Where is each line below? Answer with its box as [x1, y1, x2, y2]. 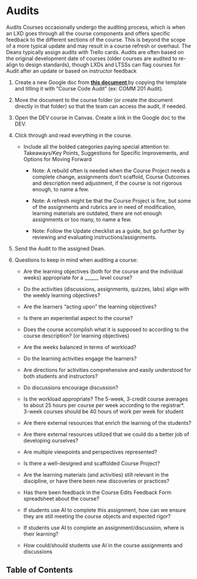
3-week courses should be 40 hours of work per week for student [23, 408, 184, 415]
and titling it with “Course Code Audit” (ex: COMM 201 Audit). [14, 85, 163, 92]
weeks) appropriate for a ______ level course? [23, 274, 132, 281]
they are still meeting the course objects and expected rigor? [23, 513, 171, 520]
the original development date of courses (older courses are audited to [6, 55, 178, 62]
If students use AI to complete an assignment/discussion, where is [23, 524, 185, 531]
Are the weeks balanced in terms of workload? [23, 343, 136, 351]
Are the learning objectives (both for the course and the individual [23, 268, 183, 275]
